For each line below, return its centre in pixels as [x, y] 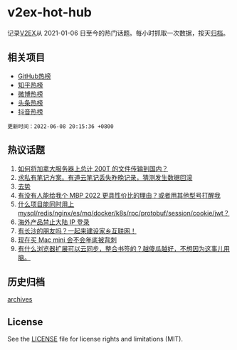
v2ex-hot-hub [50, 12]
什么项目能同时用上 [46, 204]
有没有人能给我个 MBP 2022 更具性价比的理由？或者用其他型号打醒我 [119, 195]
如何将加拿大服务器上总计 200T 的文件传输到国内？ [93, 169]
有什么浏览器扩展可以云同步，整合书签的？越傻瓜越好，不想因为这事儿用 [123, 248]
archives [20, 299]
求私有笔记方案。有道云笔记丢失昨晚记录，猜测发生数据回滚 [105, 177]
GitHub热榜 [34, 76]
